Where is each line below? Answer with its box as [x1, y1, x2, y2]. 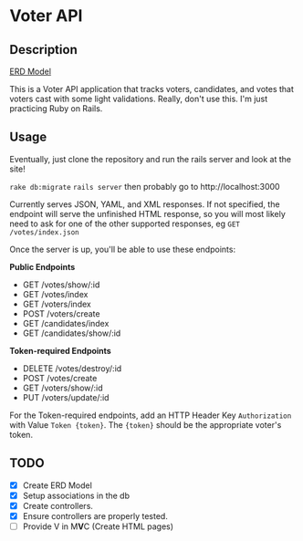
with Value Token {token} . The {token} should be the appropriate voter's [9, 419, 282, 430]
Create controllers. [22, 500, 94, 511]
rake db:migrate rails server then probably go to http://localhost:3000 [9, 181, 280, 192]
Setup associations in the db [22, 490, 131, 501]
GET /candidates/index [22, 317, 110, 328]
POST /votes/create [22, 372, 98, 383]
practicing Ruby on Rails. [9, 103, 103, 114]
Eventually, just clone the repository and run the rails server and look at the [9, 153, 292, 164]
